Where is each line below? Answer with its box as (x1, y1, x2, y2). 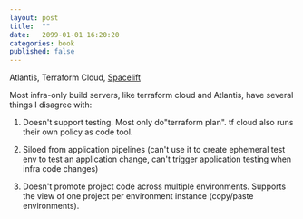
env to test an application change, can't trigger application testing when (22, 154, 292, 164)
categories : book (9, 38, 75, 48)
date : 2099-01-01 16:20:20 (9, 30, 120, 39)
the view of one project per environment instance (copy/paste (22, 191, 254, 202)
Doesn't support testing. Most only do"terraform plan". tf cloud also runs (22, 117, 294, 128)
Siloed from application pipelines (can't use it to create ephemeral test (22, 144, 286, 155)
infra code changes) (22, 164, 99, 174)
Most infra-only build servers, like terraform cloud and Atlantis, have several (9, 90, 294, 101)
